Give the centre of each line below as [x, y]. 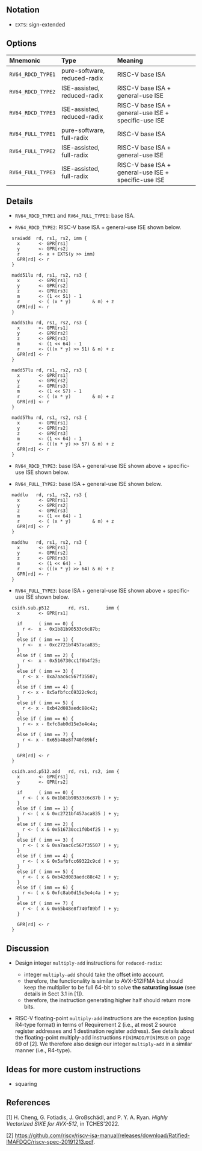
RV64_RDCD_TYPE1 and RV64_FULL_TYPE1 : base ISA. [75, 216]
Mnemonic [25, 60]
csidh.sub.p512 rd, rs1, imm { [66, 608]
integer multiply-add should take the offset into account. [94, 975]
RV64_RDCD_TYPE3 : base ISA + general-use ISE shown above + [90, 466]
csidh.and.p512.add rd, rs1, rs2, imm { [66, 772]
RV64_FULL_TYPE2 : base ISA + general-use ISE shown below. [88, 484]
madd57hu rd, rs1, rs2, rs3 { [49, 418]
